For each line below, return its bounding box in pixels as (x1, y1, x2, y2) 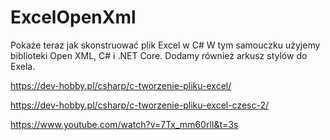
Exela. (10, 60, 36, 72)
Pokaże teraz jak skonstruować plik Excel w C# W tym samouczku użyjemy (10, 39, 321, 51)
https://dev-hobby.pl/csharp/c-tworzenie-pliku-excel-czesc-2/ (10, 99, 270, 111)
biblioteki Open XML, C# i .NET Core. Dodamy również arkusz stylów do (10, 49, 308, 61)
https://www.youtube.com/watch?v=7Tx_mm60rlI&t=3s (10, 118, 239, 130)
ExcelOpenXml (10, 6, 137, 29)
